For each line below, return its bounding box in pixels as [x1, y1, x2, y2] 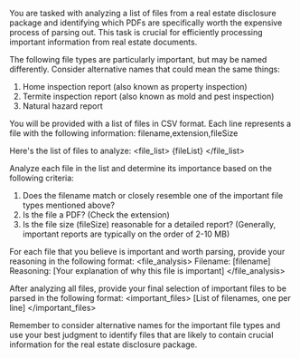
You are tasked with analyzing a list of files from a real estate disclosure [9, 8, 277, 18]
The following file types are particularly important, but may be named [9, 54, 267, 64]
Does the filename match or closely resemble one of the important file [22, 190, 284, 200]
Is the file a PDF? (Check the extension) [22, 209, 170, 220]
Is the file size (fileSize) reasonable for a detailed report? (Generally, [22, 219, 277, 229]
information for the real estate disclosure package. [9, 339, 198, 350]
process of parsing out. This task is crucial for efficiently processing [9, 27, 264, 37]
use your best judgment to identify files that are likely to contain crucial [9, 330, 274, 340]
